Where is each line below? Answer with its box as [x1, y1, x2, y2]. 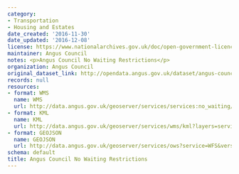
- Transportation [7, 17, 59, 24]
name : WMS [14, 97, 43, 104]
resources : [7, 83, 40, 90]
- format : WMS [7, 89, 50, 97]
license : [7, 43, 33, 50]
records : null [7, 76, 50, 84]
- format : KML [7, 109, 50, 116]
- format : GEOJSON [7, 129, 62, 136]
